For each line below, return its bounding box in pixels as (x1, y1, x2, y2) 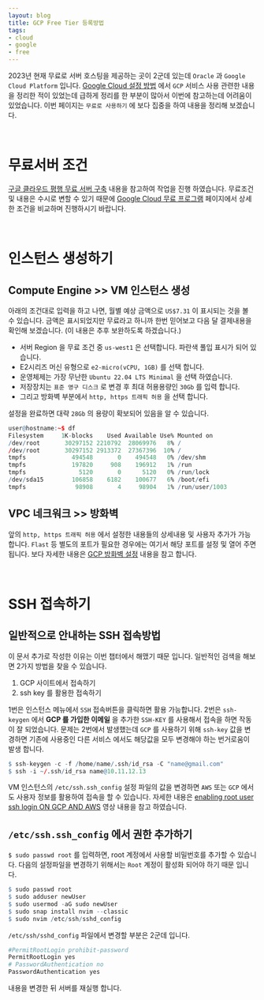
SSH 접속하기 (8, 595, 91, 613)
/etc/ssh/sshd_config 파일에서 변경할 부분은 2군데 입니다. (8, 930, 191, 940)
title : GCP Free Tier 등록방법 (8, 19, 105, 27)
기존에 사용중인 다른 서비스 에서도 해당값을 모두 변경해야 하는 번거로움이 (28, 734, 251, 743)
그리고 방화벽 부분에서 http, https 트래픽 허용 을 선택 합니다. (19, 392, 209, 401)
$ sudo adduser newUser (8, 893, 87, 901)
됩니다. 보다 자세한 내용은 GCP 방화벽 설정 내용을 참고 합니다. (8, 549, 197, 558)
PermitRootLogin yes (8, 953, 76, 961)
